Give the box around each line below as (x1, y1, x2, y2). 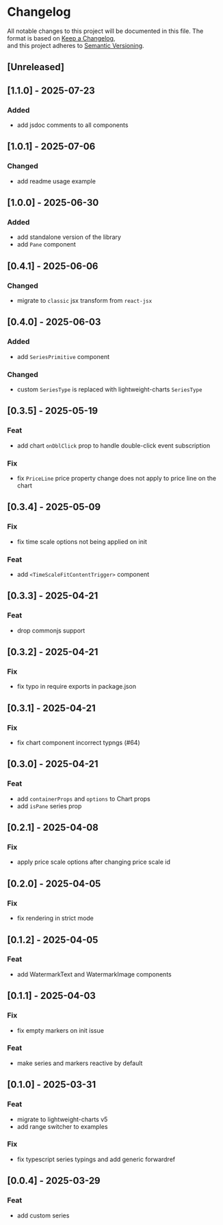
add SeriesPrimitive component (16, 352, 109, 360)
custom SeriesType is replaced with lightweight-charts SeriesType (16, 385, 202, 393)
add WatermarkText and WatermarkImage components (16, 970, 172, 978)
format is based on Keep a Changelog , (7, 34, 116, 42)
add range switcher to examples (16, 1122, 108, 1130)
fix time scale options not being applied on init (16, 537, 147, 546)
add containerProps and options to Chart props (16, 794, 150, 803)
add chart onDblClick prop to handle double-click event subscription (16, 441, 211, 450)
